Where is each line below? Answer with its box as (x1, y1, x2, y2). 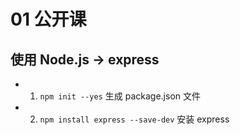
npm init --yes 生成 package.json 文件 (39, 90, 201, 102)
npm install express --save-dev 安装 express (39, 113, 230, 125)
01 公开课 (10, 8, 87, 31)
